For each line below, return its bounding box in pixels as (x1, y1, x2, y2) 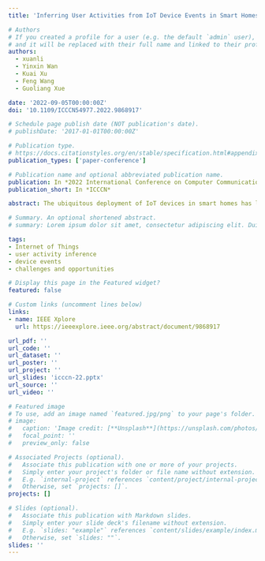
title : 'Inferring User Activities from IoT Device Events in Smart (8, 11, 238, 20)
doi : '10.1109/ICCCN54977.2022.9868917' (8, 106, 144, 114)
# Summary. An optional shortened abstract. (8, 214, 157, 222)
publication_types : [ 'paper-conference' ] (8, 156, 147, 164)
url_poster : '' (8, 359, 58, 367)
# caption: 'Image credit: (8, 424, 104, 432)
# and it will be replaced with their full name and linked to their (8, 40, 242, 48)
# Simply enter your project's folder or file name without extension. (8, 468, 256, 476)
